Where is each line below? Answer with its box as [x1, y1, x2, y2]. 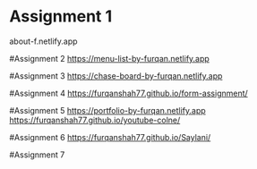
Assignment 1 [9, 6, 113, 27]
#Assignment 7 [9, 149, 65, 160]
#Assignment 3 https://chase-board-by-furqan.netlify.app [9, 70, 223, 81]
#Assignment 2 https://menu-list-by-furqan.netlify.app [9, 53, 210, 63]
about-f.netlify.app [9, 36, 78, 46]
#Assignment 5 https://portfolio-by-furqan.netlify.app [9, 105, 206, 115]
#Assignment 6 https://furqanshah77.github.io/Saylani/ [9, 131, 211, 142]
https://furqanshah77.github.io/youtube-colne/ [9, 114, 181, 125]
